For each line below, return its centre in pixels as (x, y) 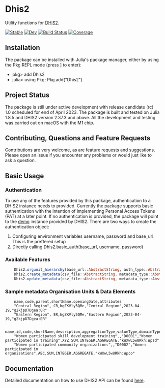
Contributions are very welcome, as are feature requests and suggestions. (80, 150)
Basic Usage (25, 176)
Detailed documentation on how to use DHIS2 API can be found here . (75, 381)
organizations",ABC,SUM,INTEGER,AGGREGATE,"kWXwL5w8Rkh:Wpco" (70, 354)
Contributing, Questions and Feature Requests (78, 138)
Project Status (27, 95)
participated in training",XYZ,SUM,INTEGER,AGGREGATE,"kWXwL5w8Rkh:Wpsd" (82, 341)
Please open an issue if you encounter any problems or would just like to (79, 155)
